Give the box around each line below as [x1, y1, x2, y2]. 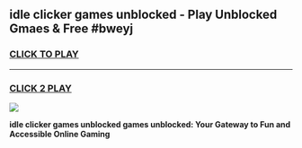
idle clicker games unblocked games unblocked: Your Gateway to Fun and [9, 118, 291, 129]
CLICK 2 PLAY [9, 82, 72, 94]
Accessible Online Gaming [9, 128, 111, 139]
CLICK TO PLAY [9, 48, 79, 61]
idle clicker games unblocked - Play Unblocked [9, 7, 278, 22]
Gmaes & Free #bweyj [9, 22, 133, 37]
